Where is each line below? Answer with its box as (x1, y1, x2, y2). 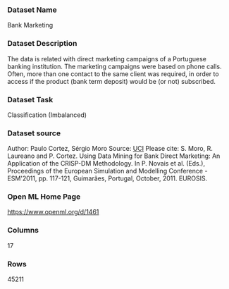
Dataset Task (7, 94, 54, 104)
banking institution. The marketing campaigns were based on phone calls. (7, 62, 222, 70)
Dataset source (7, 128, 61, 138)
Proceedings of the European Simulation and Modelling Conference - (7, 167, 208, 176)
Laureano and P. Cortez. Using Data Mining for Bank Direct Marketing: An (7, 152, 221, 160)
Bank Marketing (7, 21, 54, 30)
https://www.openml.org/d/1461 (7, 208, 99, 216)
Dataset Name (7, 5, 58, 15)
